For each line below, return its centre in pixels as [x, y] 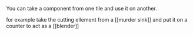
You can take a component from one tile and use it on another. [81, 8]
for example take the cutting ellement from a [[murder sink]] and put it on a [97, 20]
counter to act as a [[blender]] [43, 26]
